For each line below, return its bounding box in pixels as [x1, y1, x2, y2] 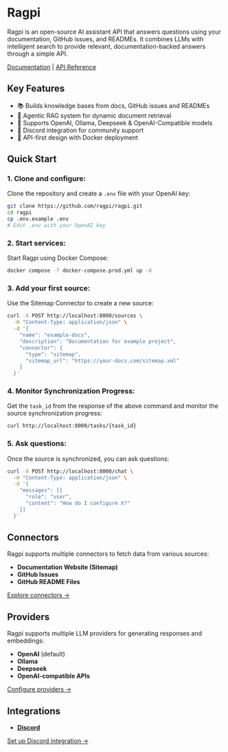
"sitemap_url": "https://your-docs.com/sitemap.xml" [25, 357, 180, 364]
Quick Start [7, 153, 57, 165]
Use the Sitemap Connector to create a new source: [7, 299, 155, 308]
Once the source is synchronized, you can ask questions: [7, 454, 170, 462]
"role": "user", [25, 493, 72, 500]
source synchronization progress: [7, 409, 102, 418]
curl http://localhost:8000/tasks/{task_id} [7, 422, 137, 429]
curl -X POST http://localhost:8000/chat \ [7, 468, 134, 475]
